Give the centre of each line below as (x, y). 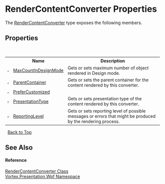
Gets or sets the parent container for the (108, 80)
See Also (19, 148)
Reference (16, 160)
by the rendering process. (94, 121)
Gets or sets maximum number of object (108, 68)
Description (113, 61)
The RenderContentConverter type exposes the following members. (74, 23)
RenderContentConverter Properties (81, 9)
